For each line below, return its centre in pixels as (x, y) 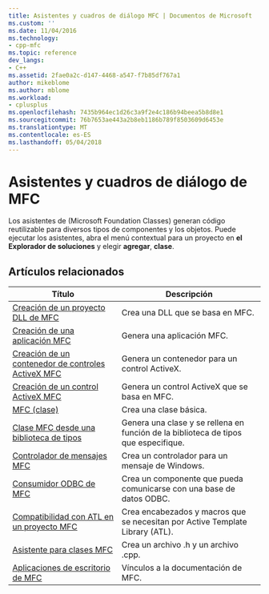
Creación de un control (55, 387)
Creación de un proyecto (59, 307)
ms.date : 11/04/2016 (43, 30)
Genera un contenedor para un (179, 359)
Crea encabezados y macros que (184, 512)
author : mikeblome (39, 82)
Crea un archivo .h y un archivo (180, 545)
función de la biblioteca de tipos (182, 433)
